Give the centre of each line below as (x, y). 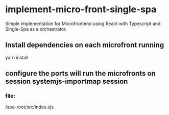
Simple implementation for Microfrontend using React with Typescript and (83, 24)
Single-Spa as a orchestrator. (36, 29)
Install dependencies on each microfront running (85, 45)
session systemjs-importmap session (67, 82)
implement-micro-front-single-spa (81, 9)
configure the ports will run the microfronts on (80, 73)
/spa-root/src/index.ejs (30, 107)
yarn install (17, 57)
